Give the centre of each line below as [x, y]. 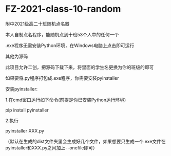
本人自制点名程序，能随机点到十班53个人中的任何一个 [62, 34]
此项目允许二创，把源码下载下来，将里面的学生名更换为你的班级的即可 [80, 67]
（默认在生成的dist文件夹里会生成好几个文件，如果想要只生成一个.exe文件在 [85, 141]
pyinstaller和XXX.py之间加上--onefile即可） [51, 148]
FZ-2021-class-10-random [63, 9]
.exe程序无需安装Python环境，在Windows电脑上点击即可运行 [70, 45]
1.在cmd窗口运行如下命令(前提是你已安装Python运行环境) [66, 100]
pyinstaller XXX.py [25, 130]
